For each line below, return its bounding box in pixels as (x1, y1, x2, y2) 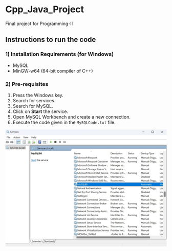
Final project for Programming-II (5, 20, 73, 27)
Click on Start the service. (12, 108, 69, 115)
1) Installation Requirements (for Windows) (5, 51, 114, 58)
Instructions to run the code (5, 35, 96, 44)
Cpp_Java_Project (5, 4, 84, 15)
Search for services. (12, 97, 56, 103)
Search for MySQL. (12, 103, 53, 109)
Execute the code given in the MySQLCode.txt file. (12, 119, 116, 125)
